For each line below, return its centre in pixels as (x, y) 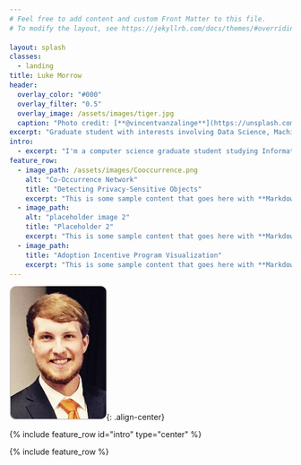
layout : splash (38, 47)
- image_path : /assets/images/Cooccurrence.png (108, 170)
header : (24, 85)
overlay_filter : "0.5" (60, 104)
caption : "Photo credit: (64, 123)
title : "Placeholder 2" (70, 227)
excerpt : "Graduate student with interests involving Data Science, (140, 133)
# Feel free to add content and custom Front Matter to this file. (138, 19)
